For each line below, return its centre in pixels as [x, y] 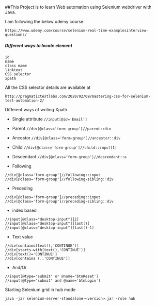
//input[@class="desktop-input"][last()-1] [50, 228]
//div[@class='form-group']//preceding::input [53, 197]
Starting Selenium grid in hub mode [40, 289]
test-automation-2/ [25, 101]
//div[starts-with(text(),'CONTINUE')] [45, 250]
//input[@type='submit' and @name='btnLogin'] [53, 280]
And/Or [19, 267]
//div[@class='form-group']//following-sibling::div [59, 179]
